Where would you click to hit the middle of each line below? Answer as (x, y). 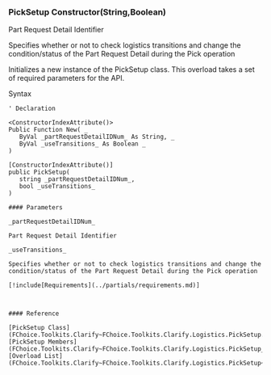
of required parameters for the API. (67, 78)
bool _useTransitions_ (57, 187)
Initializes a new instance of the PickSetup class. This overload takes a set (132, 70)
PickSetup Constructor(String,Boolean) (88, 12)
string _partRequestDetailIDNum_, (77, 179)
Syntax (20, 94)
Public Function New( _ (48, 130)
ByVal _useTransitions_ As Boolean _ (83, 144)
